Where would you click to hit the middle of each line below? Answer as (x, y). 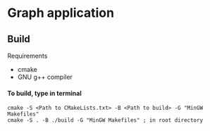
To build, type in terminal (45, 93)
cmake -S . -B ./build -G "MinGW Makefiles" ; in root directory (105, 120)
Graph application (61, 13)
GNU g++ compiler (45, 77)
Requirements (27, 56)
